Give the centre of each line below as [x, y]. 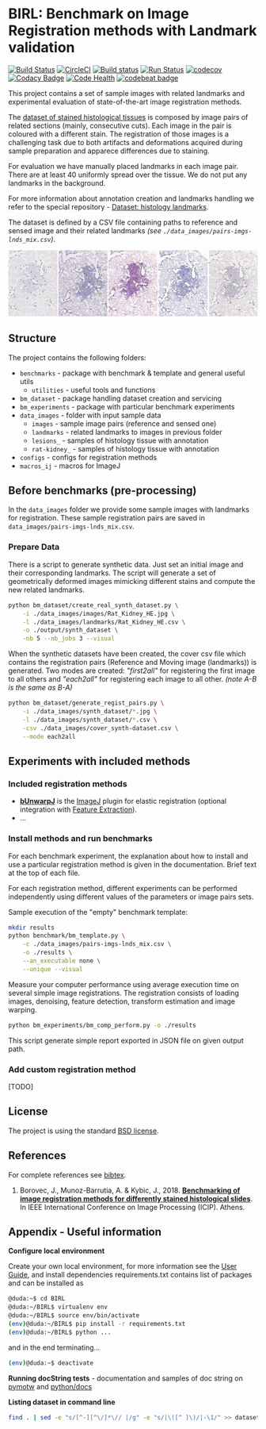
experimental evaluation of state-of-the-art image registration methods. [125, 102]
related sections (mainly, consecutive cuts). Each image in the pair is [120, 125]
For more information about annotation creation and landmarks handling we [131, 198]
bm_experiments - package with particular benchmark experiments [127, 406]
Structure [32, 338]
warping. [23, 1009]
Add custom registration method [72, 1070]
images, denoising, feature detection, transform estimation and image [122, 1001]
